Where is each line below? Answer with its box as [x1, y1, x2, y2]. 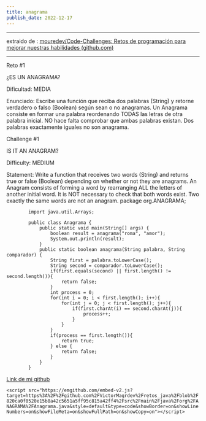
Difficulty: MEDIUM [6, 159, 55, 166]
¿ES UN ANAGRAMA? [6, 73, 61, 80]
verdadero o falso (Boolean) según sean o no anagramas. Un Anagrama [6, 104, 188, 111]
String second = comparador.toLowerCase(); [50, 262, 164, 269]
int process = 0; [50, 289, 95, 295]
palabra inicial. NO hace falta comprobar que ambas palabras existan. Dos [6, 117, 194, 124]
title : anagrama [6, 9, 48, 15]
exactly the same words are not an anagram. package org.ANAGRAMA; [6, 197, 186, 204]
